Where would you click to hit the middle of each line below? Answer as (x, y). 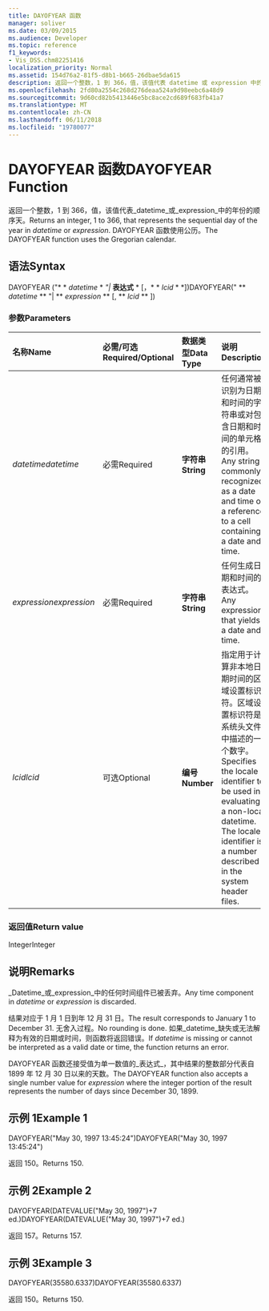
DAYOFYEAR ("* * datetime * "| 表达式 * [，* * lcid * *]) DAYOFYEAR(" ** (127, 287)
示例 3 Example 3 (50, 1263)
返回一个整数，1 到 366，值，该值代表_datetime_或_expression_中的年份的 (131, 210)
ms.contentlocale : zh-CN (50, 113)
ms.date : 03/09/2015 (43, 30)
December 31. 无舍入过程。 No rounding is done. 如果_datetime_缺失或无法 (131, 1028)
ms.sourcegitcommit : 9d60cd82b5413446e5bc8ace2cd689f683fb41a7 (116, 98)
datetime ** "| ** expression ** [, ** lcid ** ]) (82, 296)
